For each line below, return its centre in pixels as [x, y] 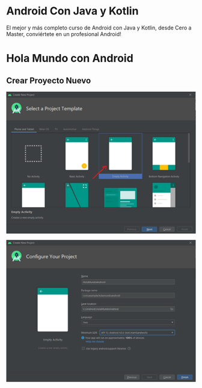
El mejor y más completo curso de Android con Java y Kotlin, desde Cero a [99, 28]
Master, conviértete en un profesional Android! [64, 34]
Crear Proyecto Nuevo [49, 80]
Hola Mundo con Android [70, 59]
